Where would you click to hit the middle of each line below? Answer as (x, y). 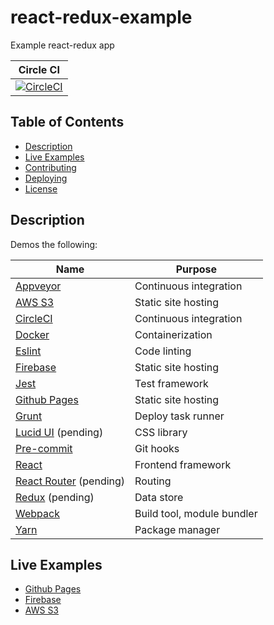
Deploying (46, 178)
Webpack (37, 513)
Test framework (171, 383)
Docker (32, 334)
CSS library (161, 432)
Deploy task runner (179, 416)
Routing (153, 481)
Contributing (50, 167)
